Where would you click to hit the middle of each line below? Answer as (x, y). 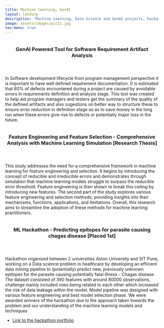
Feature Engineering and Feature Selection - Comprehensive (82, 137)
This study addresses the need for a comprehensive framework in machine (81, 166)
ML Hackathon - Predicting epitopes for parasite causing (82, 229)
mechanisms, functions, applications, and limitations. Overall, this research (80, 202)
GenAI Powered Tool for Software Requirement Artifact (82, 50)
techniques (16, 311)
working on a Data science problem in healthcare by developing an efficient (81, 264)
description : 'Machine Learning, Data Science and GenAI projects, (75, 19)
